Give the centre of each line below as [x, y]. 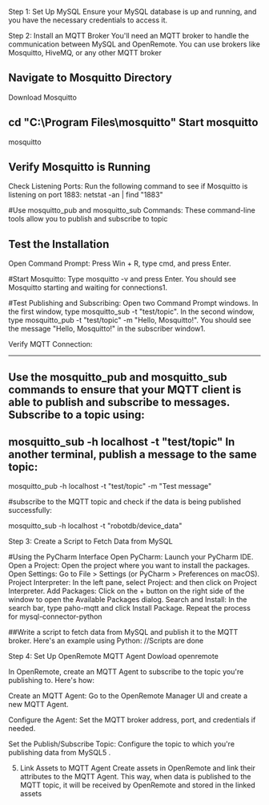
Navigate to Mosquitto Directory [90, 78]
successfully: [30, 510]
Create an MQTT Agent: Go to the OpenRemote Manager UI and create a [128, 696]
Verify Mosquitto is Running [79, 167]
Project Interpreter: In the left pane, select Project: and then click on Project [133, 583]
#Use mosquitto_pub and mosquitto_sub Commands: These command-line [132, 210]
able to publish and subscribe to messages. [119, 402]
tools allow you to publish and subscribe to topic [88, 219]
